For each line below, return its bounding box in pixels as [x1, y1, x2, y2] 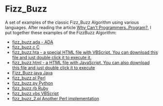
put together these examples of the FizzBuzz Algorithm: [5, 30, 117, 35]
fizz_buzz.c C [12, 44, 40, 50]
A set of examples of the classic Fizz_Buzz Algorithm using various [5, 19, 139, 25]
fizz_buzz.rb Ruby [12, 85, 49, 91]
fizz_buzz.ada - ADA [12, 39, 53, 45]
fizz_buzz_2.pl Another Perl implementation [12, 95, 99, 101]
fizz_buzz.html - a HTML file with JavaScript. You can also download [12, 60, 150, 65]
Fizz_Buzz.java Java [12, 70, 53, 76]
